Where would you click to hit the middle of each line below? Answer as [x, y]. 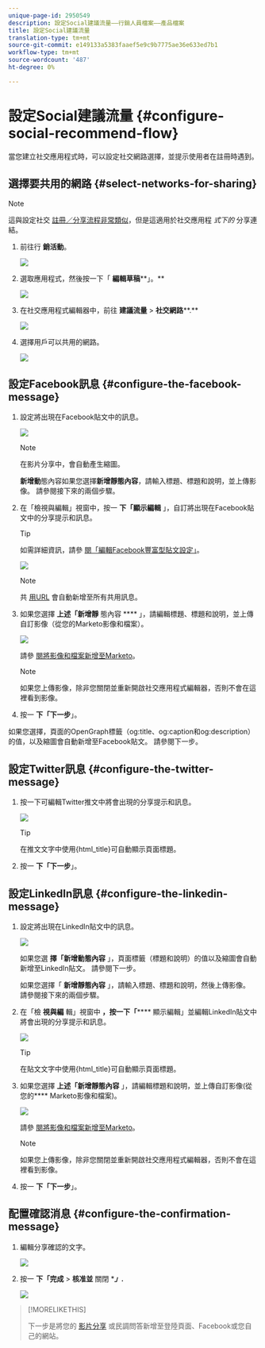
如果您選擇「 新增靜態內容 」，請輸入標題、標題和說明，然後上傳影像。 [134, 984]
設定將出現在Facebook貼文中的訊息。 [81, 417]
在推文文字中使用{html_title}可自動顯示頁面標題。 [100, 849]
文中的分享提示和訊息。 [58, 518]
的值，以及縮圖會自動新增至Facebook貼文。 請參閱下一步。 [105, 741]
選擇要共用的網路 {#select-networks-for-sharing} [133, 184]
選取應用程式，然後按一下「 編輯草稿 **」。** [92, 278]
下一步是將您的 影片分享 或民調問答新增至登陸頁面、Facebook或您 [136, 1326]
